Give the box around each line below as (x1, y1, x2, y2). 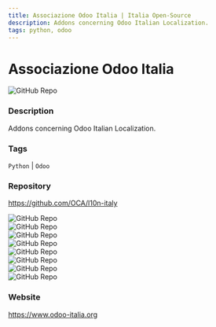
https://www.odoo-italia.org (8, 310, 98, 319)
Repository (8, 180, 51, 191)
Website (8, 292, 41, 303)
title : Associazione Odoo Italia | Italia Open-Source (8, 11, 192, 20)
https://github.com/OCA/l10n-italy (8, 198, 118, 208)
